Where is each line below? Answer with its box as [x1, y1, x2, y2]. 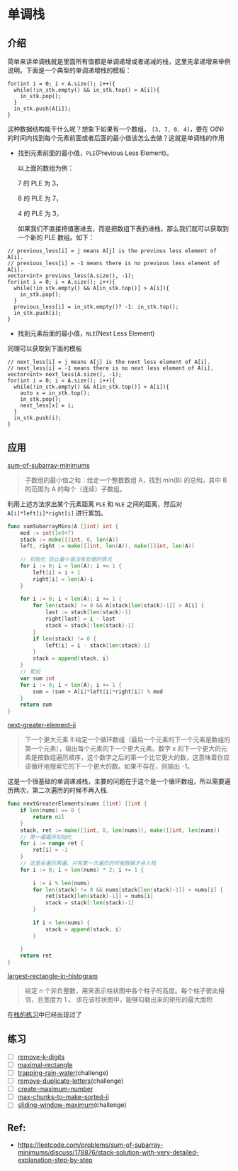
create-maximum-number [17, 1085, 93, 1094]
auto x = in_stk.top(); [20, 390, 91, 397]
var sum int [20, 675, 55, 682]
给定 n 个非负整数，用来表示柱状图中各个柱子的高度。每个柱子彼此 [24, 986, 218, 995]
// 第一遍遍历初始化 [20, 833, 72, 840]
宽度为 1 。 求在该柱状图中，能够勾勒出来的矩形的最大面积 [43, 995, 213, 1004]
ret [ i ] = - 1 [33, 847, 69, 854]
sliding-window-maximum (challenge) [17, 1101, 127, 1109]
